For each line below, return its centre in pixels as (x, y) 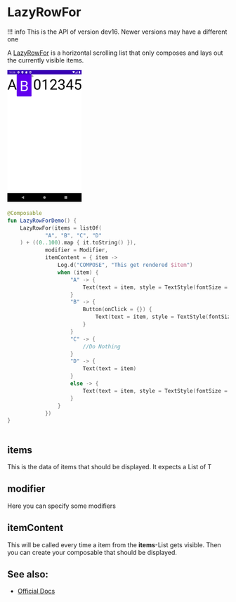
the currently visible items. (46, 60)
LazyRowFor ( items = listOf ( (61, 228)
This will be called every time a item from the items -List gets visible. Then (114, 544)
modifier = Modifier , (77, 250)
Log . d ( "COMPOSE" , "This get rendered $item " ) (125, 265)
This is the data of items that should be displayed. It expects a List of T (110, 467)
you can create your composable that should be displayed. (92, 552)
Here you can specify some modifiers (61, 506)
